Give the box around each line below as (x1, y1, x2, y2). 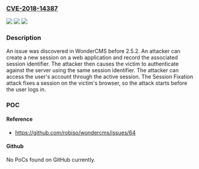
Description (6, 34, 41, 42)
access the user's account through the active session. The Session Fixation (6, 73, 194, 80)
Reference (6, 115, 33, 123)
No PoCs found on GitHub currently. (6, 156, 96, 163)
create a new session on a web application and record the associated (6, 54, 179, 61)
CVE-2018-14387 (6, 4, 58, 13)
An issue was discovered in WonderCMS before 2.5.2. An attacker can (6, 47, 180, 55)
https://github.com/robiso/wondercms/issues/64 (14, 129, 136, 136)
